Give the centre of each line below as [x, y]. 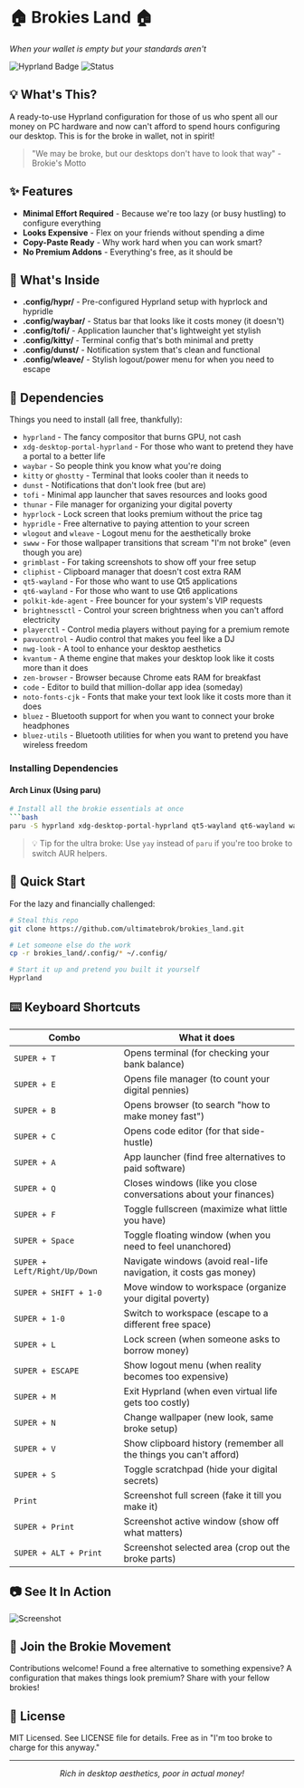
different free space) [167, 1324]
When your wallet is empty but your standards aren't [108, 48]
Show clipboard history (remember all [204, 1443]
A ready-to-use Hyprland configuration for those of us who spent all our [144, 116]
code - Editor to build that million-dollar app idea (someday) [133, 687]
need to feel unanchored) [178, 1246]
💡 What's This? [53, 95]
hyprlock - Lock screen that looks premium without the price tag [142, 514]
